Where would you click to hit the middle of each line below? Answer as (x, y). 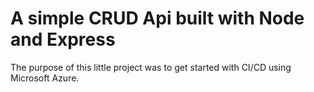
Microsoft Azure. (45, 78)
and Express (63, 39)
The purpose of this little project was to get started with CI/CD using (151, 67)
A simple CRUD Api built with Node (157, 18)
